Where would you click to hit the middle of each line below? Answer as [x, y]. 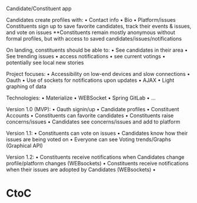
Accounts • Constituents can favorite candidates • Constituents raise [90, 115]
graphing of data [26, 86]
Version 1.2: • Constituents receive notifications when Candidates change [95, 157]
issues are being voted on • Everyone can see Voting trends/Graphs [89, 139]
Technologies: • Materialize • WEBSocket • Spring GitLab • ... [81, 98]
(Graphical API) [24, 146]
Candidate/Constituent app [39, 9]
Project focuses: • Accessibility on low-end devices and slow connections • [98, 74]
